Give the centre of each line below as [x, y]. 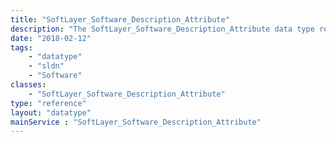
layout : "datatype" [51, 112]
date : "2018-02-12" [51, 38]
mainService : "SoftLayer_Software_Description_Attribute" [136, 122]
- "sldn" [46, 66]
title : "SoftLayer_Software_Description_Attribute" [120, 19]
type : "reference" [48, 103]
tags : [21, 47]
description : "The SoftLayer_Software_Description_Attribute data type [162, 29]
